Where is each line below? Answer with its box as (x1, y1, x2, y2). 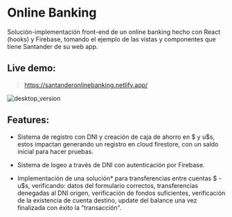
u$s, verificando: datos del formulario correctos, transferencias (17, 181, 199, 189)
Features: (7, 114, 50, 126)
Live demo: (7, 62, 57, 74)
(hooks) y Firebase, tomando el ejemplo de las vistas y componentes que (7, 35, 216, 43)
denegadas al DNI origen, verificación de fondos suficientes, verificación (17, 189, 226, 197)
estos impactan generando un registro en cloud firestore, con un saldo (17, 140, 219, 148)
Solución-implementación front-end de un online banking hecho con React (7, 28, 220, 36)
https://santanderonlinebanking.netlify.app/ (24, 81, 148, 89)
